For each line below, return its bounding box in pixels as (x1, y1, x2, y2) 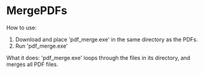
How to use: (6, 24, 37, 31)
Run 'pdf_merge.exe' (15, 42, 69, 50)
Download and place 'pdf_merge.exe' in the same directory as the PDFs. (15, 35, 198, 43)
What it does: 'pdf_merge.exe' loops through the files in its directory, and (6, 54, 191, 61)
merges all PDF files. (6, 61, 58, 68)
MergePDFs (6, 4, 67, 18)
